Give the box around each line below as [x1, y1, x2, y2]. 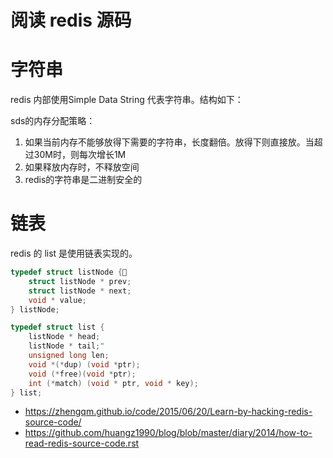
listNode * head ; [28, 332, 101, 342]
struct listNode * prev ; [28, 276, 132, 286]
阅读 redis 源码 [10, 9, 132, 32]
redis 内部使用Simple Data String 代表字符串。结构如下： [10, 94, 244, 106]
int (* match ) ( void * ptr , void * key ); [28, 378, 199, 388]
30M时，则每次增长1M [33, 149, 127, 161]
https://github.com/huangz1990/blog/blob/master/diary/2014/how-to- [24, 427, 313, 439]
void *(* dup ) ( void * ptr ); [28, 359, 141, 370]
